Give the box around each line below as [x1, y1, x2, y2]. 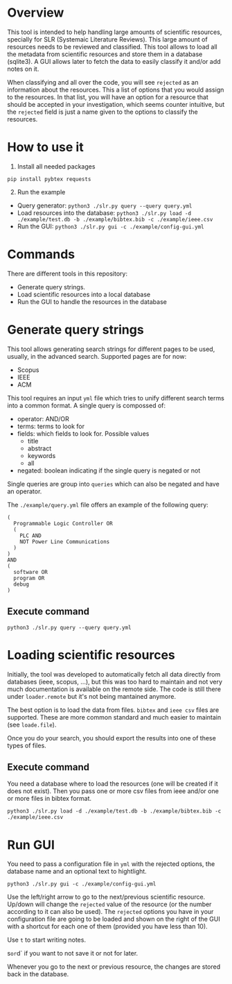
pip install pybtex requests [7, 176, 91, 183]
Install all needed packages [17, 162, 96, 171]
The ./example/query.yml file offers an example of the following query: [7, 500, 209, 509]
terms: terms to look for [17, 422, 85, 430]
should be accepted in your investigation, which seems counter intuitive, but [7, 100, 225, 108]
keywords [27, 451, 56, 459]
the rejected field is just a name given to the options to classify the [7, 108, 199, 116]
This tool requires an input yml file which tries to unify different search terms [7, 393, 225, 402]
